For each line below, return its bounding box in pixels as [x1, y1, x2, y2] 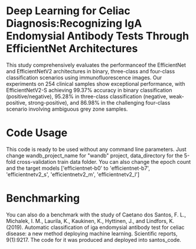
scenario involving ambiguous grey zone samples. [6, 105, 128, 112]
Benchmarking [6, 192, 80, 205]
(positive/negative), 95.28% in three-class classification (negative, [6, 93, 168, 100]
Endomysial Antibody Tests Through [6, 30, 190, 43]
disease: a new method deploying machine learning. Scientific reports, [6, 229, 178, 237]
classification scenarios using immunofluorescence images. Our [6, 74, 162, 81]
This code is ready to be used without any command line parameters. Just [6, 145, 187, 153]
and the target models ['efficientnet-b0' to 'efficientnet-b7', [6, 164, 151, 172]
